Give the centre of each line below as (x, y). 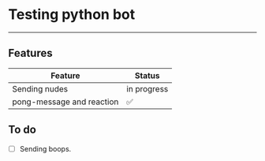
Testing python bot (72, 15)
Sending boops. (45, 148)
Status (147, 75)
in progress (147, 88)
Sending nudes (40, 88)
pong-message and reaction (65, 102)
